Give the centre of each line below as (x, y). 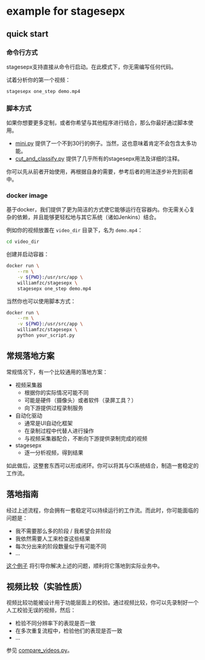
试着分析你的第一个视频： (38, 80)
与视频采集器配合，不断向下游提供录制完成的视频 (86, 438)
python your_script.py (46, 336)
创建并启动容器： (28, 254)
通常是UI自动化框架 (49, 423)
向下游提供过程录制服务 (54, 407)
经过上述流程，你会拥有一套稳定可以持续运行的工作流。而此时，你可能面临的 (103, 510)
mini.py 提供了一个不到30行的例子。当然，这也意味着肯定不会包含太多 (103, 143)
